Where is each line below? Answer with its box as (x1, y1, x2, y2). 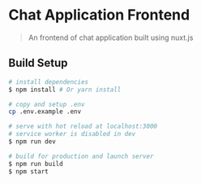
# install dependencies (8, 77, 89, 86)
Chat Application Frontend (8, 6, 190, 24)
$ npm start (8, 167, 49, 176)
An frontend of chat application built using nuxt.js (28, 33, 194, 42)
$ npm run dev (8, 138, 57, 146)
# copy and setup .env (8, 100, 85, 108)
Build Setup (8, 56, 68, 70)
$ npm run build (8, 160, 63, 168)
